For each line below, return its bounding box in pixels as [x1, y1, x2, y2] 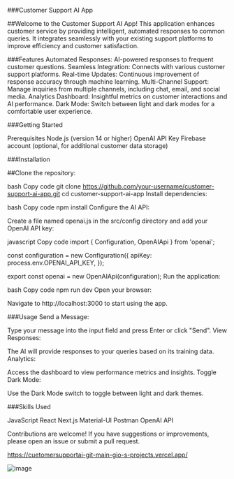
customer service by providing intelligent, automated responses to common [7, 27, 225, 35]
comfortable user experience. [7, 108, 93, 115]
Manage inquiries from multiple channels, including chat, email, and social [7, 85, 220, 93]
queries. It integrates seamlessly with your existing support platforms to [7, 34, 214, 43]
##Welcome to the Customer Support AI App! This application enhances [7, 20, 215, 27]
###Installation [7, 155, 50, 163]
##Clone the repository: [7, 169, 76, 177]
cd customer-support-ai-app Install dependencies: [61, 190, 207, 198]
